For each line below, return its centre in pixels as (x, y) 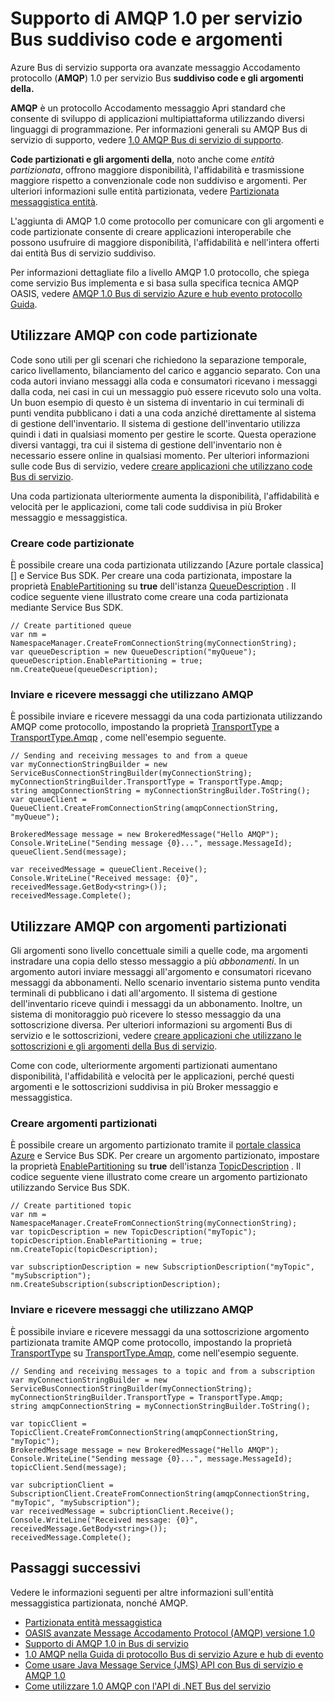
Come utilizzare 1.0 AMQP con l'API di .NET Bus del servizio (148, 1686)
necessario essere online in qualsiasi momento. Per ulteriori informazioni (160, 455)
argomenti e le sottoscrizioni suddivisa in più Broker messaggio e (144, 1087)
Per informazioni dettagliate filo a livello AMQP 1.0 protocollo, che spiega (160, 272)
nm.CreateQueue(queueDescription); (84, 670)
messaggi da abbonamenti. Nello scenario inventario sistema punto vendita (165, 983)
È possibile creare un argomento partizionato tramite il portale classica (156, 1145)
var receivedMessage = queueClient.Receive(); (109, 870)
